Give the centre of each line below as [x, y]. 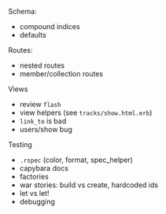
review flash [40, 104]
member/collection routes [61, 74]
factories [34, 177]
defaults [33, 35]
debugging [37, 201]
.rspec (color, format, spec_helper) [76, 160]
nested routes [42, 65]
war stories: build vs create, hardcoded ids [89, 185]
